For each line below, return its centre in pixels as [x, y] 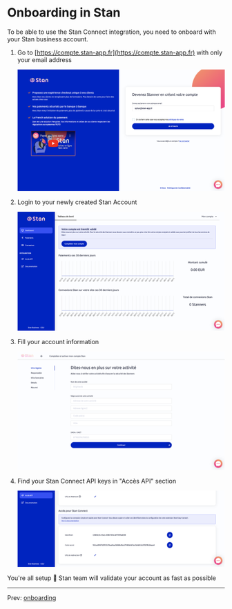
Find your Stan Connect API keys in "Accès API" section [97, 481]
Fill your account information [58, 341]
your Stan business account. [48, 39]
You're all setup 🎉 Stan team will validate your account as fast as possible [112, 578]
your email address [45, 59]
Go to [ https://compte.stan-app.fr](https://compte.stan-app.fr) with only [120, 52]
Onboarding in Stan [64, 13]
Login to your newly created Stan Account [77, 202]
